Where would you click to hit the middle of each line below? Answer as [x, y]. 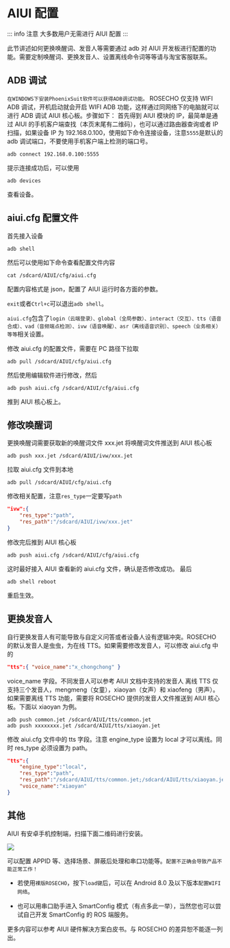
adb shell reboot [32, 582]
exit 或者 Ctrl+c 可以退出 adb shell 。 [57, 303]
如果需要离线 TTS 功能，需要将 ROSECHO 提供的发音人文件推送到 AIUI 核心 [114, 698]
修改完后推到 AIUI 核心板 [42, 542]
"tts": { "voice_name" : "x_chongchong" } [64, 667]
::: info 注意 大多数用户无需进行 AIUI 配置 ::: [68, 34]
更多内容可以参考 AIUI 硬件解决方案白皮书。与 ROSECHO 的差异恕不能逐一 [112, 929]
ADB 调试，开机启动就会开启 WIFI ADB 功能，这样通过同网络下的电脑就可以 [113, 107]
